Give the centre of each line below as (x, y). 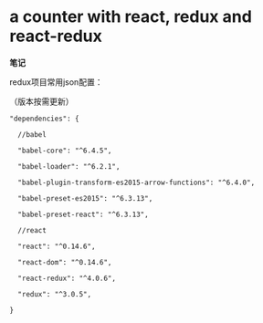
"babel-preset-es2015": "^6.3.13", (85, 198)
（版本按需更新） (42, 101)
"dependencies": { (44, 119)
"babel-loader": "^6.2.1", (69, 166)
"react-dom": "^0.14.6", (65, 262)
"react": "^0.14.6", (57, 246)
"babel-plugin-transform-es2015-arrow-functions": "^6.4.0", (137, 182)
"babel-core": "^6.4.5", (65, 151)
